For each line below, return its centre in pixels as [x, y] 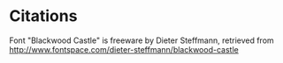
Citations [43, 16]
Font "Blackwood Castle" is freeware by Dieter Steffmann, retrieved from [141, 40]
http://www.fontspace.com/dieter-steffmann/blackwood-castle [124, 49]
